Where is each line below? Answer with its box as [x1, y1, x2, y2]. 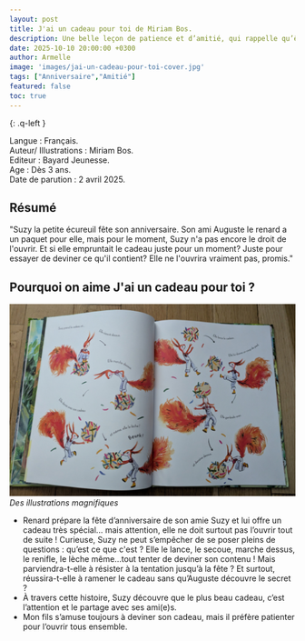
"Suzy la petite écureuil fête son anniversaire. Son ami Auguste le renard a [9, 224, 288, 235]
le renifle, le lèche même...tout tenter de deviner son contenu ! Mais [22, 553, 276, 564]
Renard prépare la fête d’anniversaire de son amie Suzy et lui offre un [22, 515, 282, 526]
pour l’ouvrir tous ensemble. [22, 621, 128, 632]
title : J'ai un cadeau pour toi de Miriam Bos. [9, 24, 193, 34]
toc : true [9, 91, 47, 100]
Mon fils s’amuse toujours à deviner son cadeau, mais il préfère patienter [22, 611, 295, 622]
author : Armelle [9, 53, 71, 63]
